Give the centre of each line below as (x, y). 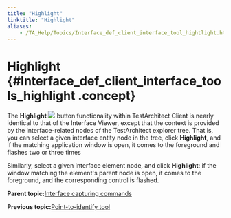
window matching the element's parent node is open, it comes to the (104, 173)
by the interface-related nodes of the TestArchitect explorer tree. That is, (110, 131)
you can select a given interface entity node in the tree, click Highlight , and (114, 138)
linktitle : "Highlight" (41, 20)
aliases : (20, 26)
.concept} (107, 96)
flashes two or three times (44, 153)
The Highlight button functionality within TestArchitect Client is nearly (111, 116)
